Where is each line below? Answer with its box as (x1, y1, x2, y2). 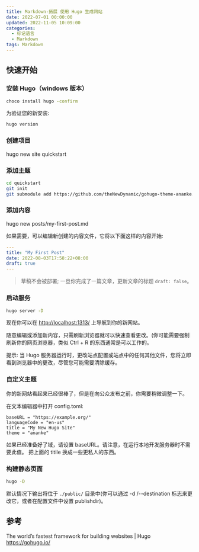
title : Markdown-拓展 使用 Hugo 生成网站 (6, 8, 102, 15)
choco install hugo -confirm (6, 98, 78, 104)
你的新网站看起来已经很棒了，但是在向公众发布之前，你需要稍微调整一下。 (6, 390, 188, 397)
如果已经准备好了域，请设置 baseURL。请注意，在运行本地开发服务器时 (6, 441, 181, 448)
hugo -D (6, 478, 25, 484)
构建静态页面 (6, 464, 43, 473)
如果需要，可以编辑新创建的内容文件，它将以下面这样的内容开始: (6, 232, 164, 239)
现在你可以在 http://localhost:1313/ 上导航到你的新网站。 (6, 319, 143, 326)
